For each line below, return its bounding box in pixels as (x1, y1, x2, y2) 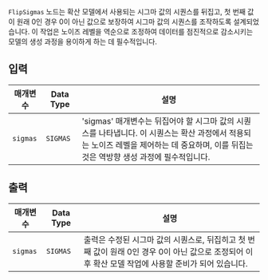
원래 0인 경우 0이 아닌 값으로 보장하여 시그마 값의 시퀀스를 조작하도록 (16, 17, 232, 26)
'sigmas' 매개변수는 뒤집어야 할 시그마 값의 (81, 115, 235, 126)
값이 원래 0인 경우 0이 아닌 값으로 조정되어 (93, 246, 244, 257)
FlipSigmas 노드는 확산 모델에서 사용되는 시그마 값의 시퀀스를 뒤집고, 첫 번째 (8, 7, 246, 16)
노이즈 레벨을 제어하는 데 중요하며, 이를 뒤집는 (91, 139, 254, 150)
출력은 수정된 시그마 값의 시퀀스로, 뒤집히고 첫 (83, 234, 246, 245)
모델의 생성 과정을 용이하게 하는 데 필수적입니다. (8, 37, 158, 46)
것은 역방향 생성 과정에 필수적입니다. (81, 151, 211, 162)
